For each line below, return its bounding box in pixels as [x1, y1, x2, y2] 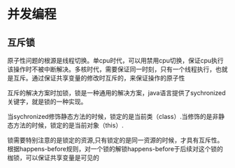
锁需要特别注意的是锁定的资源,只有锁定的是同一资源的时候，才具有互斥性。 [7, 136, 224, 144]
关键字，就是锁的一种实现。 [7, 97, 87, 106]
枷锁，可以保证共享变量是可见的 [7, 153, 99, 162]
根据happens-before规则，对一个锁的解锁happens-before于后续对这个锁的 [7, 145, 224, 153]
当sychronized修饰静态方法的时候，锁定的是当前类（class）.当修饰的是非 [7, 113, 219, 120]
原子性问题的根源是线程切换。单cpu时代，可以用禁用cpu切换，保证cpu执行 [7, 57, 224, 64]
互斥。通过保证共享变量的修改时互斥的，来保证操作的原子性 [13, 74, 185, 82]
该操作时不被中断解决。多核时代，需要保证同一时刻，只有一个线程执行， [7, 65, 215, 73]
